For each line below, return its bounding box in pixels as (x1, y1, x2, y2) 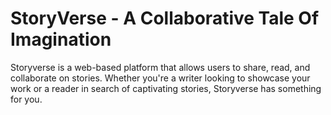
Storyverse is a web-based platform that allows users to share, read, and (10, 61, 311, 73)
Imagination (10, 28, 112, 51)
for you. (10, 93, 43, 105)
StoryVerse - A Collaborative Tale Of (10, 7, 320, 30)
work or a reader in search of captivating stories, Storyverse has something (10, 82, 322, 94)
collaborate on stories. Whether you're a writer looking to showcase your (10, 72, 311, 84)
